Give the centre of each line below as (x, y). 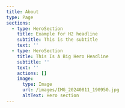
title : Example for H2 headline (57, 34)
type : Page (20, 17)
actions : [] (32, 73)
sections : (19, 23)
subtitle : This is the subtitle (57, 40)
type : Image (37, 85)
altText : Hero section (50, 95)
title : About (23, 12)
